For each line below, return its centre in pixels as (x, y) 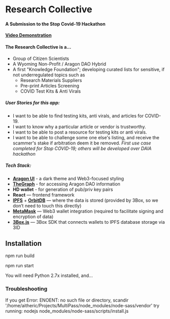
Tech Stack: (18, 165)
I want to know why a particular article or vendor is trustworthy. (79, 126)
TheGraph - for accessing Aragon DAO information (67, 184)
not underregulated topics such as (49, 75)
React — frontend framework (44, 195)
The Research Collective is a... (38, 47)
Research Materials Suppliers (51, 80)
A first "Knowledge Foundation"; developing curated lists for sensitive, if (89, 69)
